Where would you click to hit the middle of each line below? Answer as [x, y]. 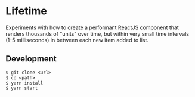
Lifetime [26, 11]
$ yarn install [24, 83]
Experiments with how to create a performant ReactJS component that [92, 27]
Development [31, 59]
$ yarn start [22, 88]
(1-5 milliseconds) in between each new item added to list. [77, 40]
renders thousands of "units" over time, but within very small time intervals [97, 33]
